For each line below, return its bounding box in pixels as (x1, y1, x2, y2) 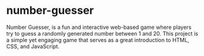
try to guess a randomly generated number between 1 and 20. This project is (6, 30, 199, 37)
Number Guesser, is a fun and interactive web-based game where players (6, 23, 192, 31)
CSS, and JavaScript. (6, 43, 60, 50)
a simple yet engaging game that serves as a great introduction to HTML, (6, 36, 190, 43)
